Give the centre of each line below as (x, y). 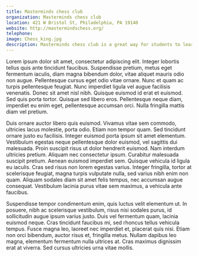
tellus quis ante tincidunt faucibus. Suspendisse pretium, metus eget (89, 67)
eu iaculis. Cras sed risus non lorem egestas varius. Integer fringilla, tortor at (99, 167)
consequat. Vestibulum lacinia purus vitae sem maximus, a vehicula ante (94, 186)
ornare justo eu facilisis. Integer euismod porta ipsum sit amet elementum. (96, 135)
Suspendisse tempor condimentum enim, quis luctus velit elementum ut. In (97, 203)
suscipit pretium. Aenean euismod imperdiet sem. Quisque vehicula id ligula (98, 161)
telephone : (19, 34)
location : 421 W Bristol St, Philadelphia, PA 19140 (72, 22)
